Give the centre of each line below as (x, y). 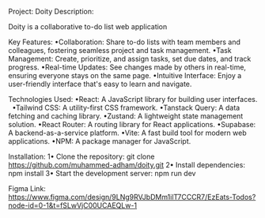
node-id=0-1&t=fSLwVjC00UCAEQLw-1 (73, 205)
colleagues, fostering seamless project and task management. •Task (120, 50)
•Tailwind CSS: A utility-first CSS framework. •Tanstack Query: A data (126, 107)
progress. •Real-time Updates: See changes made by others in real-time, (127, 67)
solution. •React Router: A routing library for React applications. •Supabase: (132, 124)
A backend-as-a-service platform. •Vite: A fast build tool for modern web (127, 133)
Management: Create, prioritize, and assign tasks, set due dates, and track (130, 59)
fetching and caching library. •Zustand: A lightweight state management (126, 116)
